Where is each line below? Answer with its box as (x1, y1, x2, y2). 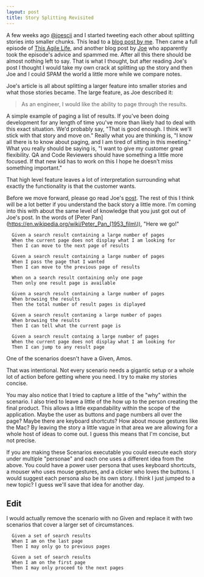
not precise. (6, 437, 37, 444)
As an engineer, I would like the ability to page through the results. (21, 100, 188, 107)
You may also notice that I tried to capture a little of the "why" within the (6, 391, 187, 398)
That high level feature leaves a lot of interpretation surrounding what (6, 176, 181, 183)
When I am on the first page (12, 559, 86, 566)
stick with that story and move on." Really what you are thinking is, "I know (6, 132, 193, 139)
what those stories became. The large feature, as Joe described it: (6, 88, 174, 96)
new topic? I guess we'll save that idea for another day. (6, 481, 144, 488)
